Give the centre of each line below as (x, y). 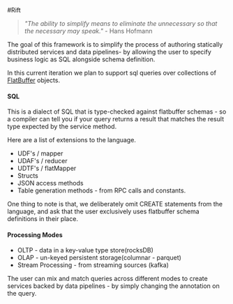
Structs (28, 176)
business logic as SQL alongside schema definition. (81, 59)
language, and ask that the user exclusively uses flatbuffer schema (104, 211)
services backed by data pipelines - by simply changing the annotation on (113, 286)
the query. (22, 294)
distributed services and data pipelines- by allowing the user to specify (109, 52)
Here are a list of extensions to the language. (72, 140)
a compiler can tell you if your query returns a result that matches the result (116, 119)
